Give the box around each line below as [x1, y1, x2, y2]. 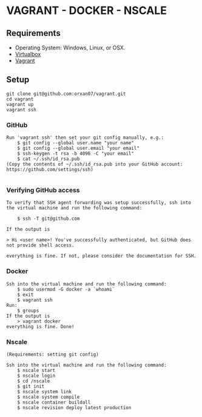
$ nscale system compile [17, 394, 80, 400]
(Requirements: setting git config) [6, 351, 99, 357]
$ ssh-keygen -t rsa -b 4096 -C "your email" [17, 150, 135, 157]
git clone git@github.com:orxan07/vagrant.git [6, 91, 126, 97]
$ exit [17, 292, 34, 298]
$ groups [17, 307, 39, 314]
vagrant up [6, 101, 34, 107]
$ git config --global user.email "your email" [17, 145, 140, 152]
